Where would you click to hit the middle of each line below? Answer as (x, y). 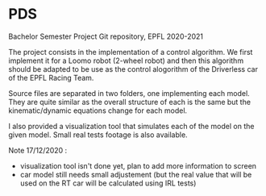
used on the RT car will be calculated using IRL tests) (108, 183)
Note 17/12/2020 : (38, 150)
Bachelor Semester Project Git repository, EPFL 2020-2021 (106, 36)
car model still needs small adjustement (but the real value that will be (136, 174)
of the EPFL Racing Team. (51, 77)
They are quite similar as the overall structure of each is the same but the (130, 102)
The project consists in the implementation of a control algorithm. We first (131, 52)
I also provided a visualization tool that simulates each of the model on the (131, 126)
